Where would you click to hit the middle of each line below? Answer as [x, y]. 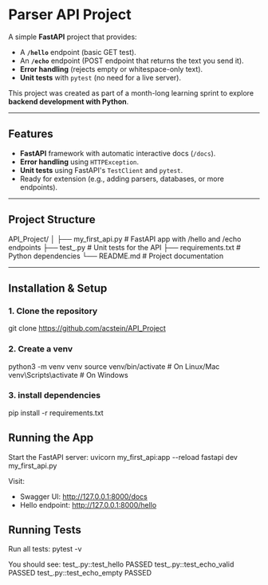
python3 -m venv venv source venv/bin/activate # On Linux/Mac [114, 366]
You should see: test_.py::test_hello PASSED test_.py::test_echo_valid [121, 564]
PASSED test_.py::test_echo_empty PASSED [80, 573]
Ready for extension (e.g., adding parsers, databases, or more [122, 179]
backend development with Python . [69, 101]
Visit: [17, 481]
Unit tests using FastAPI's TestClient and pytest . [101, 170]
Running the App [51, 438]
